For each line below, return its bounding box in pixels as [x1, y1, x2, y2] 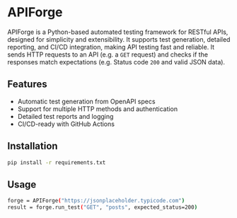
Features [7, 79, 47, 91]
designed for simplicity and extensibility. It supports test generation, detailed [7, 35, 231, 43]
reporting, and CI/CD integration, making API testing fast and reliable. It [7, 42, 214, 51]
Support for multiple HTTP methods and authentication [17, 104, 178, 113]
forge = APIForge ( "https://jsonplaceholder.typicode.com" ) [7, 197, 185, 205]
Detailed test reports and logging [17, 112, 114, 120]
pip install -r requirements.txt [7, 159, 106, 166]
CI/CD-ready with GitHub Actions [17, 120, 115, 128]
